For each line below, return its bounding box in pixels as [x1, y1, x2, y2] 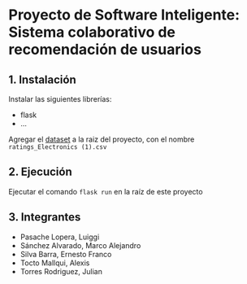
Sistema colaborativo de [8, 23, 176, 42]
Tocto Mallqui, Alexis [19, 258, 90, 268]
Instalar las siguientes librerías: [8, 94, 112, 103]
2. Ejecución [8, 165, 72, 179]
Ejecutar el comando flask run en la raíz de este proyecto [8, 186, 203, 196]
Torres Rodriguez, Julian [19, 266, 103, 276]
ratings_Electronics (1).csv [8, 143, 107, 151]
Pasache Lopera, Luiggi [19, 232, 100, 242]
